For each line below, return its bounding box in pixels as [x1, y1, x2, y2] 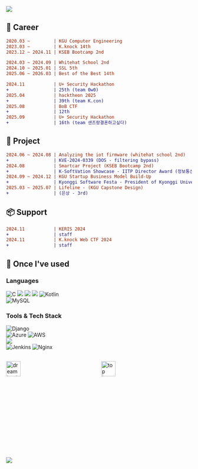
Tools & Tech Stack [6, 311, 62, 320]
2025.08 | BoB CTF [6, 103, 78, 109]
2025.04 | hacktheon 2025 [6, 92, 96, 98]
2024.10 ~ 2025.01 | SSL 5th [6, 65, 78, 71]
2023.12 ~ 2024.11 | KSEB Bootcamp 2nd [6, 49, 104, 55]
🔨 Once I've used [6, 259, 70, 269]
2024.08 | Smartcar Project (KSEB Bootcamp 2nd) [6, 162, 154, 169]
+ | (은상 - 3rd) [6, 190, 88, 196]
